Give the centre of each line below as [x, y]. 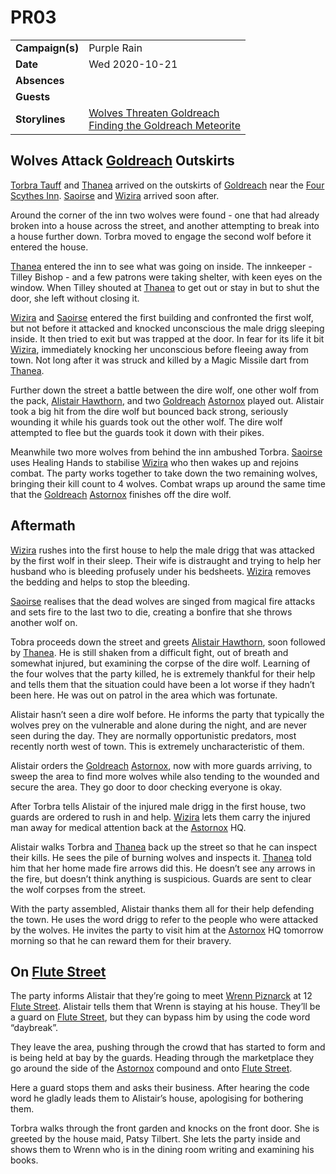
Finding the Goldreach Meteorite [165, 125]
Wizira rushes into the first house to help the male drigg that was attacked [162, 550]
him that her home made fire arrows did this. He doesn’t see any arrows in [163, 868]
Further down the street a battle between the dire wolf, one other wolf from [165, 390]
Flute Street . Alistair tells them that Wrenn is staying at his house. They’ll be [165, 1007]
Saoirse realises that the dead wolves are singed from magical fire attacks [163, 601]
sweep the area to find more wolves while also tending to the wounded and [165, 776]
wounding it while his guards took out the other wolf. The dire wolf [146, 422]
